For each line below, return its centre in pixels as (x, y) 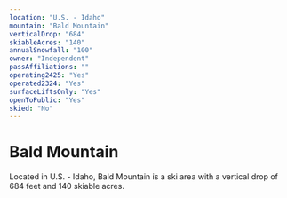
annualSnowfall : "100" (51, 51)
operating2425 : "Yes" (49, 75)
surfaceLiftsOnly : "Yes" (55, 91)
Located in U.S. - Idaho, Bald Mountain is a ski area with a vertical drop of (143, 177)
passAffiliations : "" (49, 67)
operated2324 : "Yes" (48, 83)
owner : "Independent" (49, 59)
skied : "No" (31, 108)
